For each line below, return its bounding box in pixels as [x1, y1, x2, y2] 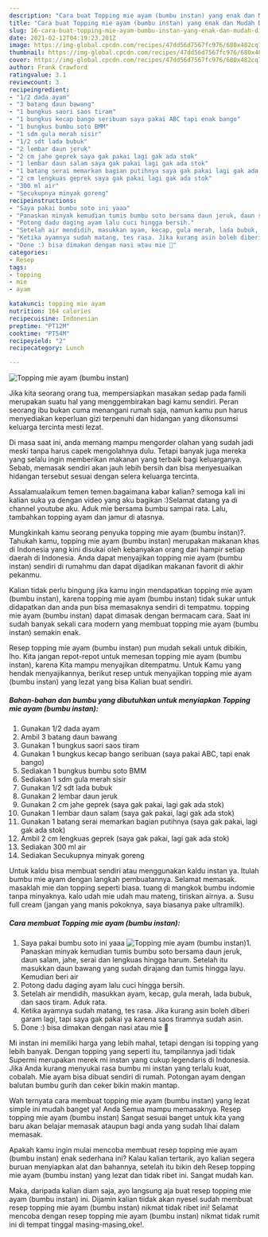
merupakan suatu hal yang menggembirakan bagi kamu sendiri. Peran [9, 397, 239, 407]
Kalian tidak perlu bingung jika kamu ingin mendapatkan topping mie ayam [9, 586, 253, 595]
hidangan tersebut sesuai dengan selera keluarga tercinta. [9, 471, 200, 482]
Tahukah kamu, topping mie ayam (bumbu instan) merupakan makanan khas [9, 537, 260, 546]
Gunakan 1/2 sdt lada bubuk [20, 783, 113, 793]
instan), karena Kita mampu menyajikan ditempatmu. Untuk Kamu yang [9, 660, 242, 669]
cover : [9, 57, 31, 64]
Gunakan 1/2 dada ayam [20, 724, 100, 733]
